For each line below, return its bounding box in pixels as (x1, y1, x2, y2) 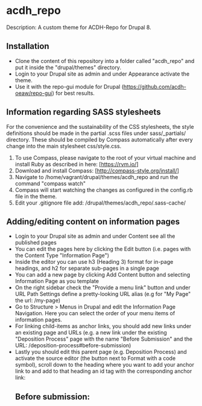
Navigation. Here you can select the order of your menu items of (14, 310, 175, 317)
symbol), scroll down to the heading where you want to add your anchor (14, 361, 195, 368)
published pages (14, 239, 57, 246)
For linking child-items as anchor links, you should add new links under (14, 323, 192, 330)
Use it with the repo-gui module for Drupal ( (14, 83, 124, 90)
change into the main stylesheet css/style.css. (6, 142, 122, 149)
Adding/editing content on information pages (6, 216, 180, 227)
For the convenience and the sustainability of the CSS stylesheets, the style (6, 123, 194, 130)
